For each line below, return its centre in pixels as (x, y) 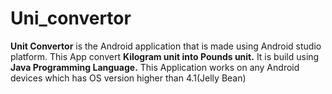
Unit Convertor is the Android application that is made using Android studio (166, 46)
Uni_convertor (71, 18)
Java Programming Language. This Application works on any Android (155, 67)
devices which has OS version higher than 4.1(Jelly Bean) (128, 78)
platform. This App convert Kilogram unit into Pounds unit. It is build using (165, 56)
